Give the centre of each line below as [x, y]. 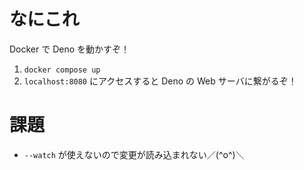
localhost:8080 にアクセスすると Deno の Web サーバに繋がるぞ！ [160, 81]
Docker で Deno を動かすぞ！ [70, 49]
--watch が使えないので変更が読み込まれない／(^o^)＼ [134, 154]
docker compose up [62, 70]
